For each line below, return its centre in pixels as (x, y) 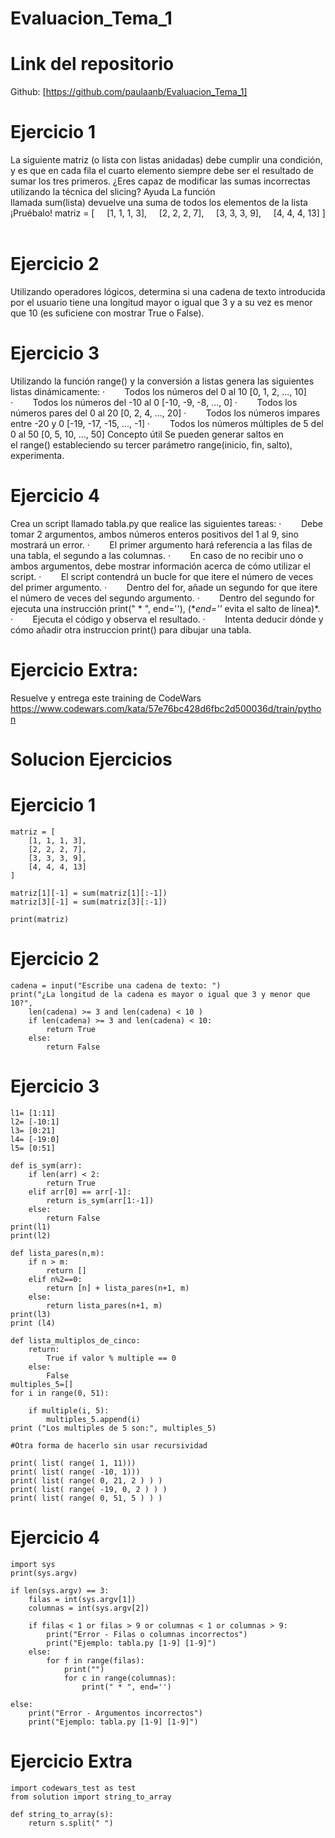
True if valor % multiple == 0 (111, 1358)
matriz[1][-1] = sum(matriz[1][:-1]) (89, 893)
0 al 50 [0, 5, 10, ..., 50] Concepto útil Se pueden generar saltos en (147, 434)
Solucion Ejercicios (91, 759)
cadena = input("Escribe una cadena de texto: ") (116, 985)
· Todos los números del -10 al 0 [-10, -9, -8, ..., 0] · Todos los (154, 402)
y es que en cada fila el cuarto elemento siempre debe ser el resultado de (162, 171)
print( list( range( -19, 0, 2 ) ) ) (89, 1489)
